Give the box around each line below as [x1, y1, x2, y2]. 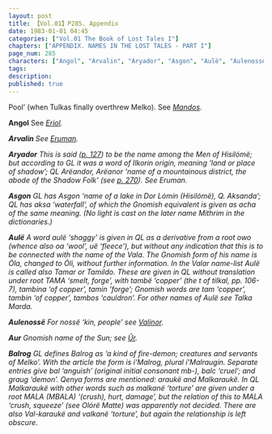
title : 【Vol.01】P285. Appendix [8, 19, 119, 28]
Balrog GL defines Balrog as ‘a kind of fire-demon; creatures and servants [8, 348, 258, 358]
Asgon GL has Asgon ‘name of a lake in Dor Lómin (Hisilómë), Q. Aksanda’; [8, 191, 261, 200]
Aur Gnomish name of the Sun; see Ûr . [8, 333, 138, 342]
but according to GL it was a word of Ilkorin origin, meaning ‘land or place [8, 157, 256, 167]
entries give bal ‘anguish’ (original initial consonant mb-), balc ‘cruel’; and [8, 366, 256, 376]
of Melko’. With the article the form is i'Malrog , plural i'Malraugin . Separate [8, 357, 258, 367]
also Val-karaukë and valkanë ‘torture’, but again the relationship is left [8, 409, 247, 419]
